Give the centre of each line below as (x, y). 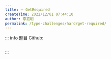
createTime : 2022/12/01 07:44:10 (39, 14)
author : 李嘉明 (19, 19)
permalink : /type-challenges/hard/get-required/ (56, 23)
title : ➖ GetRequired (28, 10)
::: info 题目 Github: (24, 38)
